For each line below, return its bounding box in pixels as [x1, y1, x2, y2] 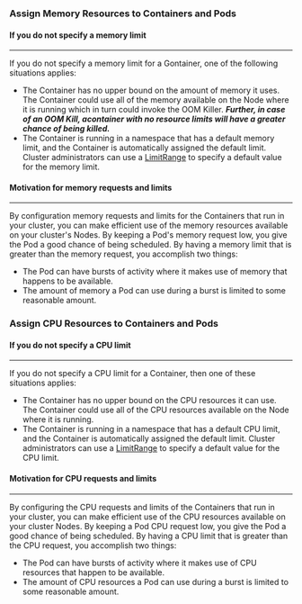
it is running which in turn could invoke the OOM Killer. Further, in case [22, 104, 286, 115]
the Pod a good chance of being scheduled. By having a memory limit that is [9, 239, 292, 250]
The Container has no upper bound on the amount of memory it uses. [22, 85, 280, 96]
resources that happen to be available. [22, 566, 165, 578]
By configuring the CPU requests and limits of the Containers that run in [9, 501, 276, 512]
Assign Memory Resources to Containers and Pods [9, 7, 236, 20]
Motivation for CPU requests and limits [9, 473, 157, 484]
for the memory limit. [22, 161, 101, 173]
